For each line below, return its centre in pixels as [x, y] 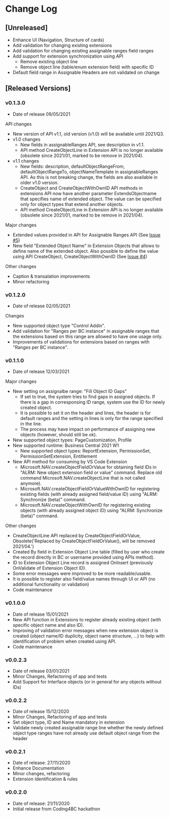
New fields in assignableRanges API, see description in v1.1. [82, 144]
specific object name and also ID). [48, 625]
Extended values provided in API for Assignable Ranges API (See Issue [87, 234]
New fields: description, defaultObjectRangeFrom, [73, 166]
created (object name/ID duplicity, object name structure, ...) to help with [89, 636]
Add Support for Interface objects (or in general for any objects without [87, 681]
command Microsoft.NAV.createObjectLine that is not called [83, 478]
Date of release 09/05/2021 [41, 114]
